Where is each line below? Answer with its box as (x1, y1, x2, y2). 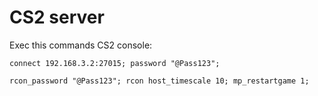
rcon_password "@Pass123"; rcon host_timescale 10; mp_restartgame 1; (9, 76, 310, 86)
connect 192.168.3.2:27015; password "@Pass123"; (9, 58, 221, 68)
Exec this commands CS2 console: (9, 39, 153, 51)
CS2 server (9, 6, 105, 29)
